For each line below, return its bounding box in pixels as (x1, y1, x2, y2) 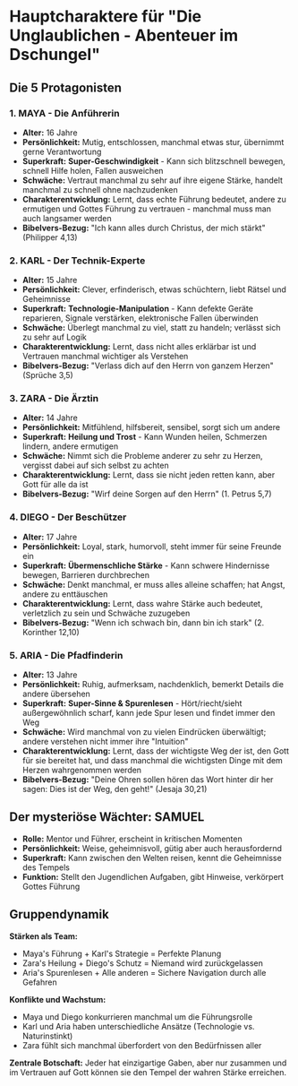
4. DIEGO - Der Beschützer (9, 511, 127, 523)
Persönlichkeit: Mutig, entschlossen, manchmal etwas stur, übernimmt (21, 136, 285, 147)
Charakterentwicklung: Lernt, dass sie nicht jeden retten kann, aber (21, 470, 276, 480)
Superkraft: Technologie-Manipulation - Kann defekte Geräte (21, 303, 253, 315)
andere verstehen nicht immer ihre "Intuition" (21, 737, 189, 747)
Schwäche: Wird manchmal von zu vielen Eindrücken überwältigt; (21, 727, 267, 737)
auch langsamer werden (21, 212, 112, 223)
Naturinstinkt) (21, 1030, 73, 1041)
